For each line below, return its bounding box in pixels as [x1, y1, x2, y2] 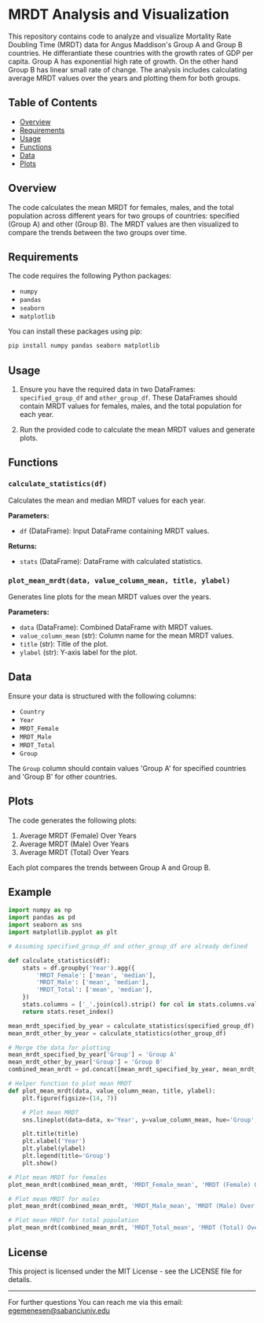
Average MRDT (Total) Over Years [19, 847, 130, 857]
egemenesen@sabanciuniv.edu [8, 1306, 110, 1315]
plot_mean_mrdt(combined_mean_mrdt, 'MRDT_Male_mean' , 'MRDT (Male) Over [8, 1202, 255, 1211]
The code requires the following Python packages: [8, 271, 171, 281]
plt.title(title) [22, 1130, 79, 1138]
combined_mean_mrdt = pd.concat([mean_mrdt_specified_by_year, [8, 1066, 220, 1074]
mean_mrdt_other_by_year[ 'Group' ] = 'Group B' [8, 1058, 163, 1067]
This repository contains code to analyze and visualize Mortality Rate [8, 31, 232, 41]
